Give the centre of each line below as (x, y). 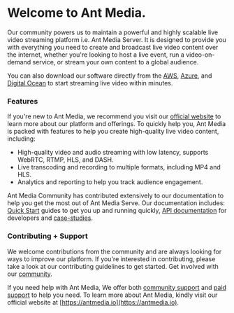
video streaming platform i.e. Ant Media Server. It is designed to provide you (117, 39)
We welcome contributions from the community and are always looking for (115, 251)
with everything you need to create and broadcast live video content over (113, 47)
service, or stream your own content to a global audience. (116, 62)
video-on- (200, 55)
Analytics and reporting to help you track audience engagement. (110, 182)
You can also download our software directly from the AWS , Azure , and (110, 76)
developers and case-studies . (50, 218)
